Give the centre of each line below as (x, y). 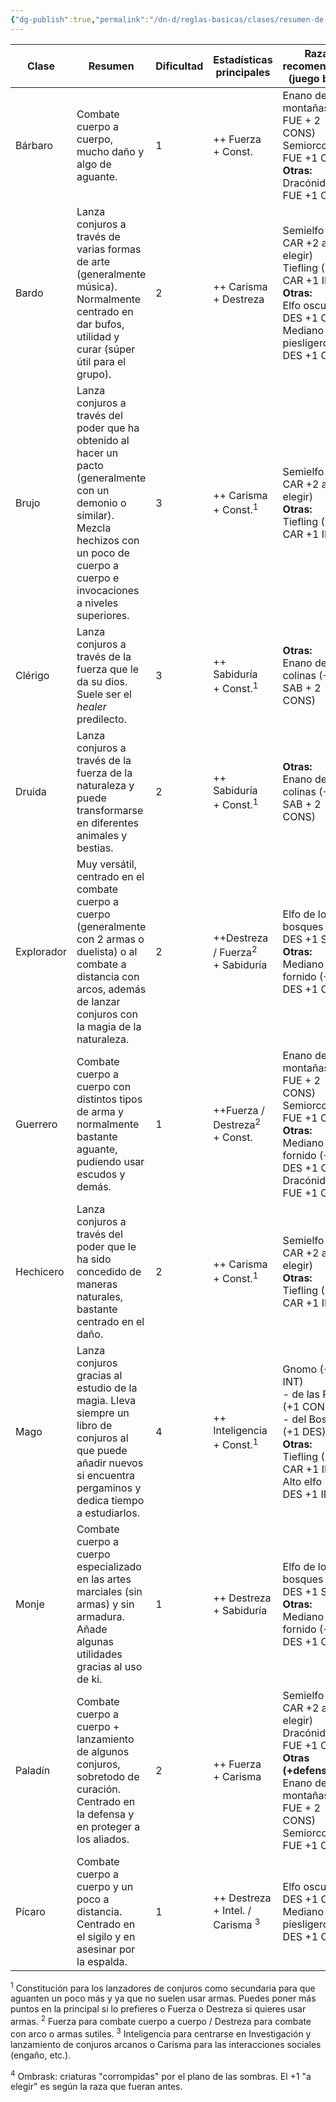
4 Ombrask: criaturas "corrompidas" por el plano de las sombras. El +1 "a (161, 2075)
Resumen (111, 66)
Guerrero (36, 1124)
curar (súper (106, 349)
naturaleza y (105, 785)
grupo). (94, 374)
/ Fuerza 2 (235, 951)
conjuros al (102, 1438)
